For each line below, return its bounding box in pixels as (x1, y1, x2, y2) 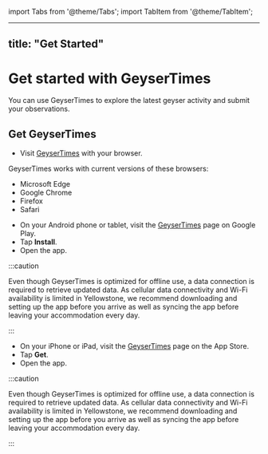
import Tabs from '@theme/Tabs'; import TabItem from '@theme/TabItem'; (8, 7, 254, 16)
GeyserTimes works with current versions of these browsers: (8, 164, 209, 174)
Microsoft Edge (19, 180, 71, 189)
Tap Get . (19, 350, 49, 360)
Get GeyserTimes (8, 127, 97, 140)
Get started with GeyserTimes (8, 69, 211, 87)
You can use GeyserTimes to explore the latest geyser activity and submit (8, 96, 250, 105)
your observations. (8, 104, 70, 114)
